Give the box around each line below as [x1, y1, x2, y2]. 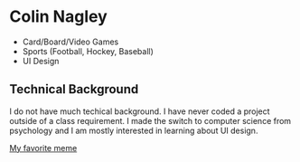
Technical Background [9, 81, 139, 97]
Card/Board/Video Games [22, 36, 119, 47]
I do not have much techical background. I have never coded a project [9, 106, 270, 117]
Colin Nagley [9, 6, 108, 27]
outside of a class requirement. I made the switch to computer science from [9, 115, 292, 126]
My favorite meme [9, 142, 78, 153]
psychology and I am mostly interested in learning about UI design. [9, 125, 258, 136]
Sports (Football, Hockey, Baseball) [22, 45, 154, 56]
